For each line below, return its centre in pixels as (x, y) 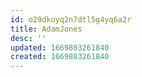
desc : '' (28, 38)
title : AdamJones (46, 29)
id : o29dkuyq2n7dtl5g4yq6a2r (71, 19)
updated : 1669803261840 (60, 47)
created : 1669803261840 (60, 57)
